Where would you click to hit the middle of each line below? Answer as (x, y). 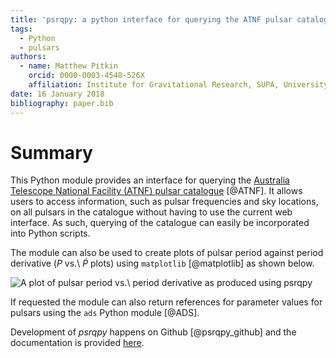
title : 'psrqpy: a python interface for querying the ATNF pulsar (151, 19)
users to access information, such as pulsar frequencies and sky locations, (164, 202)
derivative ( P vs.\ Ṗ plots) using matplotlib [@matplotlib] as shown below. (162, 263)
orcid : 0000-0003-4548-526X (86, 76)
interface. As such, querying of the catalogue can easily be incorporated (160, 223)
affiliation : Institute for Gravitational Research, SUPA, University (178, 85)
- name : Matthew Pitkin (68, 66)
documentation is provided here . (77, 343)
